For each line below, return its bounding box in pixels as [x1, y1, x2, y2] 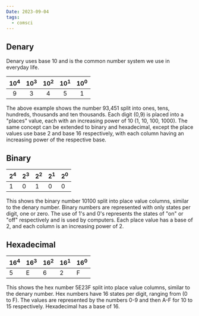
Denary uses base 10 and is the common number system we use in [6, 58, 170, 65]
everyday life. [6, 64, 40, 71]
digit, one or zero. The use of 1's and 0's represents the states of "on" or [6, 210, 184, 217]
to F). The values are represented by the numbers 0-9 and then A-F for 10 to [6, 296, 193, 304]
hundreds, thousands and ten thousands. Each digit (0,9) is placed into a [6, 110, 184, 118]
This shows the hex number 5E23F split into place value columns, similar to [6, 283, 190, 291]
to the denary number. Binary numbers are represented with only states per [6, 203, 191, 211]
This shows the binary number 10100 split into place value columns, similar [6, 197, 189, 204]
